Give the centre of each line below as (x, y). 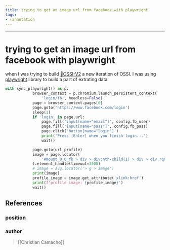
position (16, 218)
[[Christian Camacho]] (41, 242)
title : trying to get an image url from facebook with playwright (77, 10)
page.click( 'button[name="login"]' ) (80, 131)
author (14, 231)
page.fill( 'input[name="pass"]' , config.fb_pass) (95, 127)
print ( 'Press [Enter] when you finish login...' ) (95, 136)
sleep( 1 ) (41, 112)
